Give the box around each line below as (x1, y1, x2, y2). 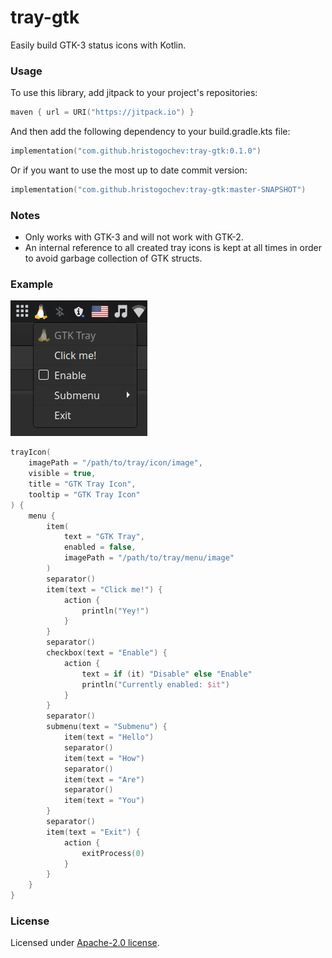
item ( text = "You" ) (63, 796, 145, 806)
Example (10, 277, 54, 291)
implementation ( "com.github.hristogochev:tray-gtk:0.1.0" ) (10, 146, 262, 156)
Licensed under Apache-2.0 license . (10, 937, 160, 949)
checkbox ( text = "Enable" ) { (46, 648, 168, 658)
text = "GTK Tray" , (63, 532, 145, 542)
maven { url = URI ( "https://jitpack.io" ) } (10, 107, 195, 118)
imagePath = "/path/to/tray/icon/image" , (28, 458, 203, 468)
